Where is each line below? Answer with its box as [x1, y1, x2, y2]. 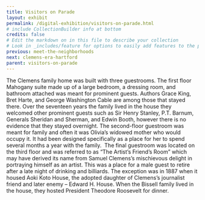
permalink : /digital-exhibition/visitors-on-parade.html [6, 20, 154, 26]
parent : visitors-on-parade [6, 60, 78, 66]
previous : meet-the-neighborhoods [6, 49, 95, 55]
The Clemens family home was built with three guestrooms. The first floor [6, 77, 192, 84]
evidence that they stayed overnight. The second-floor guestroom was [6, 122, 184, 129]
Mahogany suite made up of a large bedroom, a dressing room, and [6, 83, 176, 90]
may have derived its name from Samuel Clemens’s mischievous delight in [6, 154, 193, 162]
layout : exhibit [6, 15, 48, 21]
